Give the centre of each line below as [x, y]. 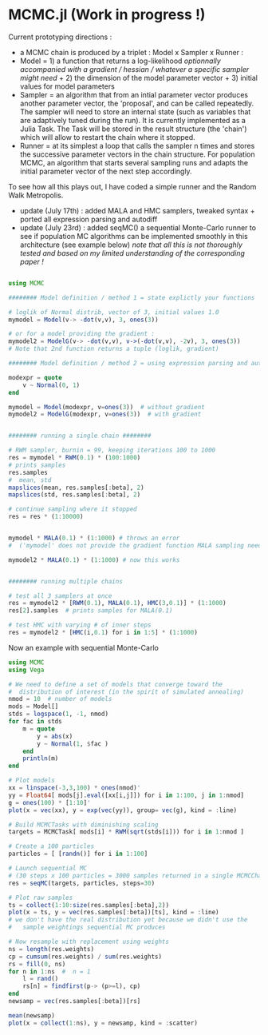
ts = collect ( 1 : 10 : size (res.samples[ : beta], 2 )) [89, 905]
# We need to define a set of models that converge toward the [116, 684]
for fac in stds [35, 722]
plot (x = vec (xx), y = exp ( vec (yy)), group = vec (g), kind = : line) [123, 810]
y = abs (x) [55, 736]
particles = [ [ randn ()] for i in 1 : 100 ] [78, 854]
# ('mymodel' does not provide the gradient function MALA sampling [126, 545]
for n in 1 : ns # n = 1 [49, 971]
